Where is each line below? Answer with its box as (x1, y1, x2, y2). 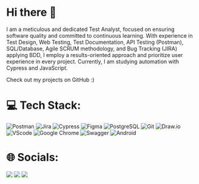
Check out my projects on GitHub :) (6, 76, 95, 83)
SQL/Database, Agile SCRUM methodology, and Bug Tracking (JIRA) (6, 45, 178, 52)
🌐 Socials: (6, 151, 59, 165)
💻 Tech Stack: (6, 98, 81, 112)
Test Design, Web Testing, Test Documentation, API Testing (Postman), (6, 38, 184, 46)
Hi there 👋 (6, 5, 56, 19)
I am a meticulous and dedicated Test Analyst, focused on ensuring (6, 26, 175, 33)
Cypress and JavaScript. (6, 64, 68, 72)
